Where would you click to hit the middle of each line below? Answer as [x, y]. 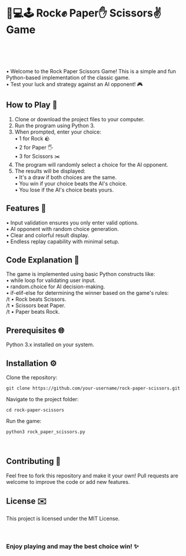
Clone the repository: [32, 377]
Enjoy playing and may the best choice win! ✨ [73, 546]
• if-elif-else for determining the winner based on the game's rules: [87, 293]
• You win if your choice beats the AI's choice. [71, 183]
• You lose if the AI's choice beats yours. [64, 190]
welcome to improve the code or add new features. [68, 482]
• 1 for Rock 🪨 [32, 138]
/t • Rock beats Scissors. [36, 299]
